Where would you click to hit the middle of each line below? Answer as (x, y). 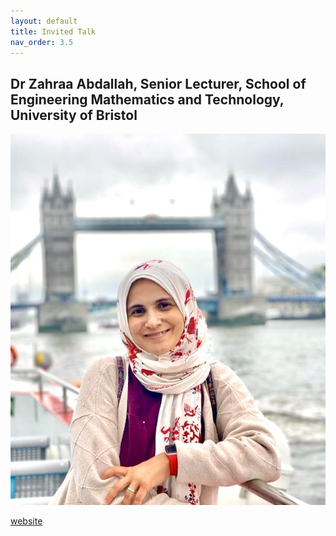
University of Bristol (74, 115)
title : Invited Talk (53, 31)
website (26, 521)
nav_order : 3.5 (42, 42)
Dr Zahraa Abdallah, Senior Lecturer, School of (158, 83)
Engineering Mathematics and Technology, (147, 99)
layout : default (44, 21)
